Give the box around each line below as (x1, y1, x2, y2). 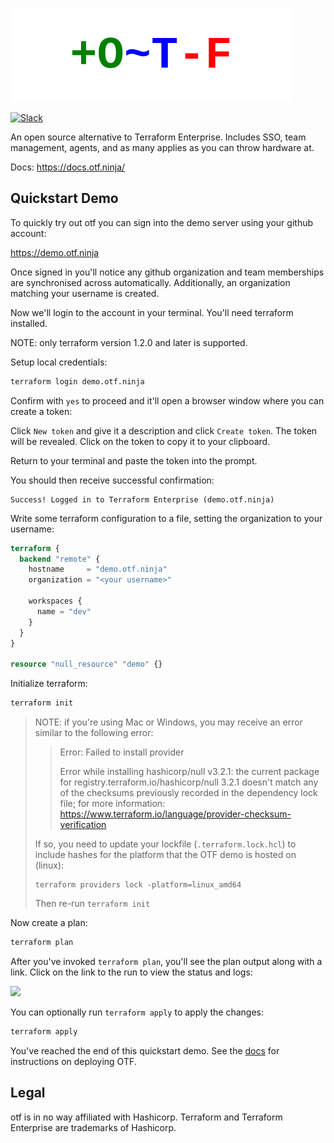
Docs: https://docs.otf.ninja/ (10, 161, 126, 173)
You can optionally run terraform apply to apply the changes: (10, 1006, 265, 1018)
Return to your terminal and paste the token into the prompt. (10, 454, 258, 467)
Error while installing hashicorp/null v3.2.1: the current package (59, 766, 320, 778)
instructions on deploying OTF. (10, 1055, 137, 1067)
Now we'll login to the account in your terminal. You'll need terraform (10, 306, 294, 318)
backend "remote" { (19, 554, 101, 564)
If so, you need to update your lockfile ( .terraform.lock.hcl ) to (34, 838, 297, 850)
